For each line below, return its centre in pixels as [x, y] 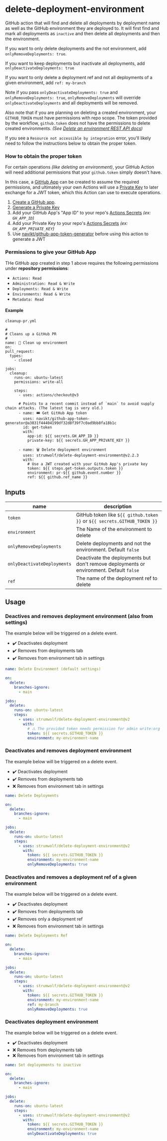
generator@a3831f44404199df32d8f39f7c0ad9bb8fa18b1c [61, 423]
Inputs [15, 492]
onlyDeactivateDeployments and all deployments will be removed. [72, 103]
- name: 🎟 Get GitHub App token [52, 413]
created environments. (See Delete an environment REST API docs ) [74, 128]
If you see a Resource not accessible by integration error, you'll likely [78, 138]
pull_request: [20, 351]
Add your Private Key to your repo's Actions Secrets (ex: [70, 223]
